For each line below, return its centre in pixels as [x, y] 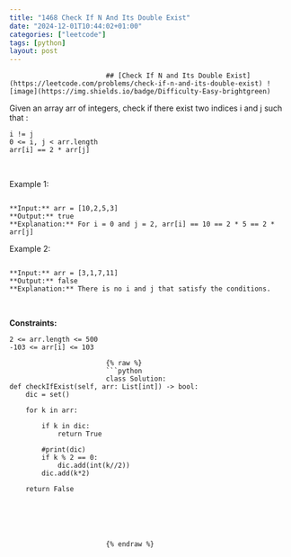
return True [79, 434]
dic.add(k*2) [66, 473]
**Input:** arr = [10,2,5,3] [64, 209]
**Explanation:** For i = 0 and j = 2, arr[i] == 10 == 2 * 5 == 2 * [142, 225]
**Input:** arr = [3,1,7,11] [64, 274]
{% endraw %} [130, 544]
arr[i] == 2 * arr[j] [50, 150]
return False [50, 490]
